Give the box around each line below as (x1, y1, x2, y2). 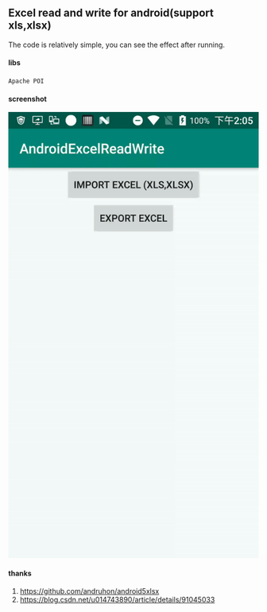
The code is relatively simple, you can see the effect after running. (8, 40, 225, 49)
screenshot (8, 94, 48, 103)
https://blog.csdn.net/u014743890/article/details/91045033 (19, 595, 215, 604)
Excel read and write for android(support (8, 6, 215, 20)
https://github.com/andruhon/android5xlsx (19, 586, 160, 595)
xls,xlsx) (8, 19, 52, 33)
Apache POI (8, 77, 44, 86)
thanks (8, 568, 32, 579)
